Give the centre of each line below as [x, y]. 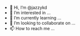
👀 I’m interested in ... [30, 13]
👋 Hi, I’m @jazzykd [28, 8]
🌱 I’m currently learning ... [35, 18]
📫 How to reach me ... [32, 28]
